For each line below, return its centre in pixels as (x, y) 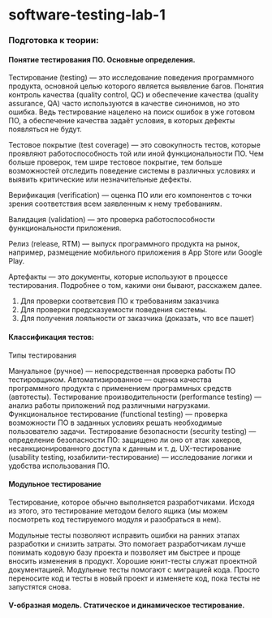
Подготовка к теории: (54, 41)
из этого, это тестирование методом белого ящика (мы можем (118, 511)
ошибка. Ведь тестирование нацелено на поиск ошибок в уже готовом (132, 112)
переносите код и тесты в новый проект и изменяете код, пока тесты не (134, 578)
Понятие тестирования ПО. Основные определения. (102, 59)
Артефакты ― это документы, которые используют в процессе (119, 277)
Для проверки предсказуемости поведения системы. (114, 310)
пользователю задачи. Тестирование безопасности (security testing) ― (132, 431)
